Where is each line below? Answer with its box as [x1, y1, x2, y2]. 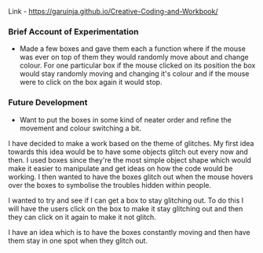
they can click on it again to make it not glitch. [8, 212, 157, 222]
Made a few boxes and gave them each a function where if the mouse [19, 44, 246, 53]
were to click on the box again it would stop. [19, 78, 163, 87]
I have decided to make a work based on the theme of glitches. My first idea [8, 138, 254, 148]
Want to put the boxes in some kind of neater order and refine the [19, 115, 232, 124]
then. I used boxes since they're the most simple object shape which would [8, 155, 251, 164]
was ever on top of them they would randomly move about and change [19, 53, 249, 62]
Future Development [8, 97, 88, 108]
